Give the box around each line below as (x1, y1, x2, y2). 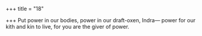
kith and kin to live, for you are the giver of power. (5, 23, 129, 30)
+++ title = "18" (5, 5, 44, 12)
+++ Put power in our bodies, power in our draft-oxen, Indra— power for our (5, 17, 196, 23)
